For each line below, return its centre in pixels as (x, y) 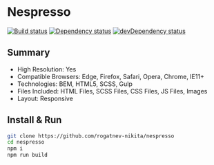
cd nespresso (26, 142)
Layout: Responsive (45, 98)
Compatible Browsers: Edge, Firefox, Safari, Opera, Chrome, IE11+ (111, 76)
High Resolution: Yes (47, 69)
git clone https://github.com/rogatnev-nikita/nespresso (91, 136)
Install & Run (35, 120)
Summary (29, 53)
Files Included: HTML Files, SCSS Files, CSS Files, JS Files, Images (112, 91)
